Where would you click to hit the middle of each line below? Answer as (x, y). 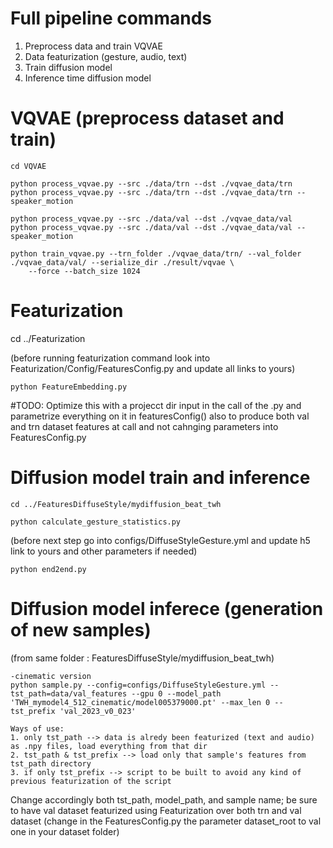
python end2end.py (48, 569)
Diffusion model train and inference (160, 478)
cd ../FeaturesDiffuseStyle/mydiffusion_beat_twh (116, 504)
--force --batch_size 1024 (84, 271)
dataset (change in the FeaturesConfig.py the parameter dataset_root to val (166, 821)
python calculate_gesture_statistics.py (96, 522)
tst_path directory (51, 763)
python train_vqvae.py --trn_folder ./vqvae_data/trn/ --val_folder (156, 253)
